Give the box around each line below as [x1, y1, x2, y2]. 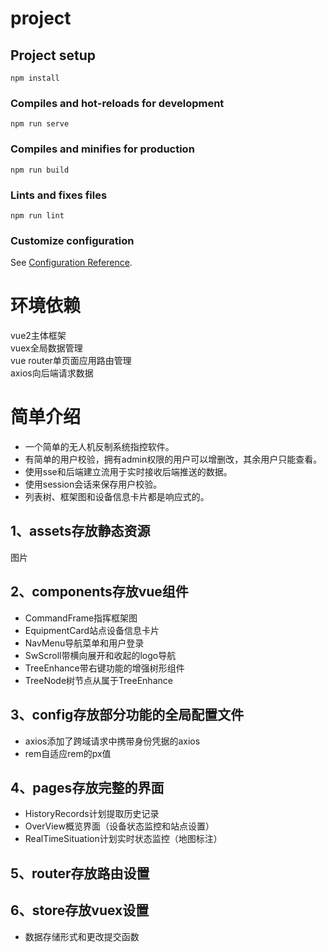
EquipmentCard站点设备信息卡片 [24, 624, 160, 636]
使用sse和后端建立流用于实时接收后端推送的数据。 [24, 466, 233, 478]
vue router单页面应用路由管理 [10, 355, 132, 367]
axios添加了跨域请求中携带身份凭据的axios [24, 735, 201, 747]
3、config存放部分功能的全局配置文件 [10, 707, 245, 724]
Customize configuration [10, 233, 135, 247]
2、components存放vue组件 [10, 583, 189, 601]
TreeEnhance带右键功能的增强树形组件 [24, 662, 185, 674]
